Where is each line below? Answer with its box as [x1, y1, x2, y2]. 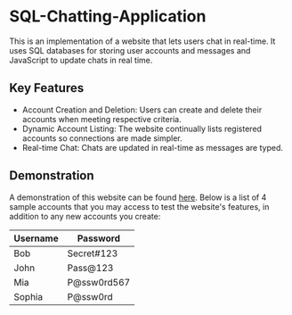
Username [13, 232, 60, 245]
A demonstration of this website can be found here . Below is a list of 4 [9, 192, 267, 203]
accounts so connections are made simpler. [21, 132, 182, 144]
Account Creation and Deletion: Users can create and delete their [21, 104, 263, 115]
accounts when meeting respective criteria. [21, 113, 182, 124]
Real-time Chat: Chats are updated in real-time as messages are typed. [21, 142, 283, 153]
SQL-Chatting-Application [9, 6, 207, 27]
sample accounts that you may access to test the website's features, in [9, 201, 270, 211]
